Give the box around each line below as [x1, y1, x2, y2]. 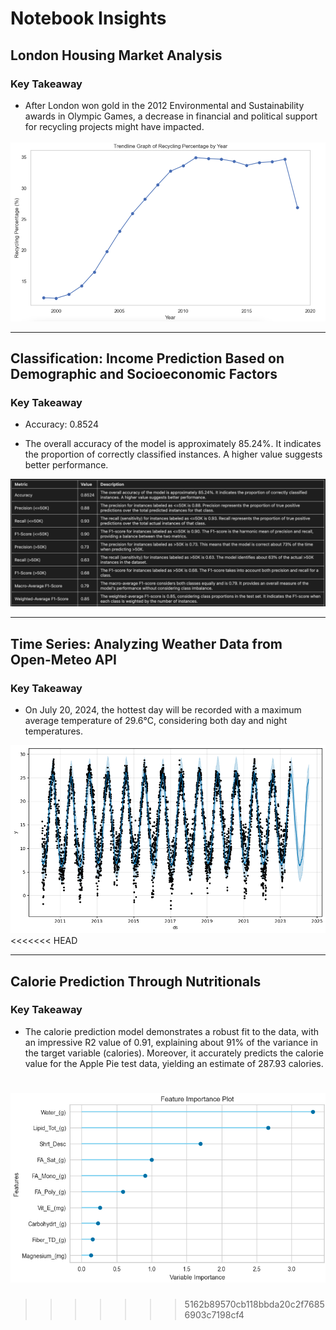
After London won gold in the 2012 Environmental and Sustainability [24, 99, 305, 111]
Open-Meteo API [10, 651, 117, 668]
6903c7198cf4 [184, 1308, 245, 1321]
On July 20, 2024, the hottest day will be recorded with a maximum [24, 703, 302, 716]
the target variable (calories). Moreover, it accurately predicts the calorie [24, 1047, 324, 1059]
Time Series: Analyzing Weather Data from [10, 635, 283, 652]
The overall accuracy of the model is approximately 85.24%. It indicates [24, 438, 322, 450]
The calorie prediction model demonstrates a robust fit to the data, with [24, 1025, 320, 1037]
